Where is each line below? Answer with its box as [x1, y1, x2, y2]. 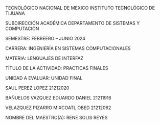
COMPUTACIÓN [5, 26, 39, 32]
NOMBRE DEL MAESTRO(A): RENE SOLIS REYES [5, 115, 108, 120]
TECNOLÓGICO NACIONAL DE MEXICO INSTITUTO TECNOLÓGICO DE [5, 5, 155, 11]
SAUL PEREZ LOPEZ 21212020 [5, 85, 70, 91]
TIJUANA [5, 10, 25, 16]
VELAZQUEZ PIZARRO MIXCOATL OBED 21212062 [5, 105, 111, 111]
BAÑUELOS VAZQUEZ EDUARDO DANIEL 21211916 [5, 95, 111, 101]
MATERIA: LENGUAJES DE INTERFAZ [5, 55, 84, 61]
